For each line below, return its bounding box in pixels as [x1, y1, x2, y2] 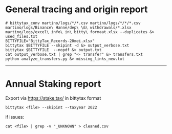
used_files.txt [5, 34, 38, 39]
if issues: [5, 114, 25, 120]
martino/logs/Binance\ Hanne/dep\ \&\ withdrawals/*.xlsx [5, 25, 132, 30]
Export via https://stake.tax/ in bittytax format [5, 95, 101, 101]
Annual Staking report [5, 78, 101, 90]
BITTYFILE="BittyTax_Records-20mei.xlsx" [5, 38, 95, 43]
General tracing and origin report [5, 4, 148, 15]
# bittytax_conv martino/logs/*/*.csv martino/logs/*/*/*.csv [5, 20, 141, 26]
